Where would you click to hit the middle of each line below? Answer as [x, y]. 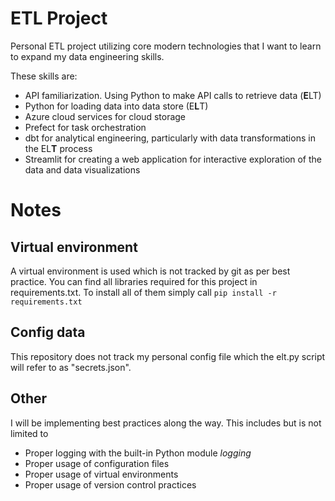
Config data [48, 332]
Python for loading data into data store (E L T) [116, 106]
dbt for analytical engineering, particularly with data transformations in [170, 138]
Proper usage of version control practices [110, 484]
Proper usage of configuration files [97, 463]
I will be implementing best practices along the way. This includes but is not [166, 423]
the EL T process [58, 148]
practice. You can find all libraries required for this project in [134, 281]
